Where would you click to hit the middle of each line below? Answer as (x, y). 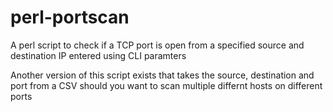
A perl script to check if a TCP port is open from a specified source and (157, 45)
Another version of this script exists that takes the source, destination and (162, 75)
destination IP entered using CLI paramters (98, 55)
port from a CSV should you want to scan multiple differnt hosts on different (166, 85)
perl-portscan (70, 17)
